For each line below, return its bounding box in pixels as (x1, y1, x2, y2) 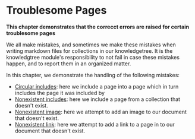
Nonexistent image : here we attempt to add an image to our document (14, 108, 187, 115)
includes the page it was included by (14, 89, 105, 96)
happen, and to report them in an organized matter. (6, 60, 131, 67)
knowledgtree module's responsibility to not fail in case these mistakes (6, 53, 180, 61)
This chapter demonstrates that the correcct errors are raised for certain (6, 23, 189, 30)
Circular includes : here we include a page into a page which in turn (14, 83, 179, 90)
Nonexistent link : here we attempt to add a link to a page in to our (14, 121, 175, 128)
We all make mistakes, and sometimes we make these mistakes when (6, 41, 177, 48)
